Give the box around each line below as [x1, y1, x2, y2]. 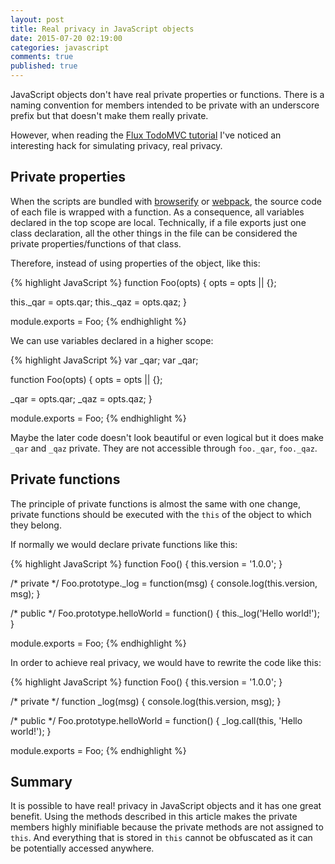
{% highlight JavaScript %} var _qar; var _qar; [10, 354, 199, 366]
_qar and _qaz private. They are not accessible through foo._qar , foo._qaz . [10, 442, 318, 454]
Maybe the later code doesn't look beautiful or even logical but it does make [10, 431, 325, 443]
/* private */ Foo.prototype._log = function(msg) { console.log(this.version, [10, 577, 318, 589]
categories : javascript [10, 42, 110, 53]
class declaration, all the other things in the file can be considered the [10, 227, 298, 239]
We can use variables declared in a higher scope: [10, 334, 214, 346]
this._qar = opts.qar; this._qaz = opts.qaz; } [10, 296, 188, 308]
